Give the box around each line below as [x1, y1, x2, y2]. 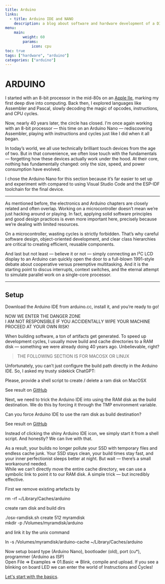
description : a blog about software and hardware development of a [14, 21, 155, 26]
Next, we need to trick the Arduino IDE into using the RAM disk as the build [5, 397, 156, 402]
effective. [5, 477, 25, 482]
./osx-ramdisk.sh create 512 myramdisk [5, 515, 85, 521]
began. [5, 136, 20, 142]
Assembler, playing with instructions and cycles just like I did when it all [5, 131, 150, 137]
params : [23, 39, 38, 44]
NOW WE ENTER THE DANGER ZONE [5, 313, 81, 319]
